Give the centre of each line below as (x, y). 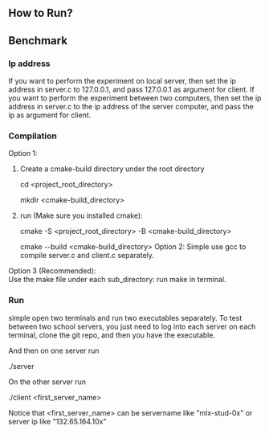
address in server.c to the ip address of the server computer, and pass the (131, 107)
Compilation (33, 136)
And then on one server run (54, 350)
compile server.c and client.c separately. (87, 256)
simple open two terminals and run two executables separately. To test (125, 317)
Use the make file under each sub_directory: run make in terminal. (117, 280)
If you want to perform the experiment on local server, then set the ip (122, 81)
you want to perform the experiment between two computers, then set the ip (135, 98)
